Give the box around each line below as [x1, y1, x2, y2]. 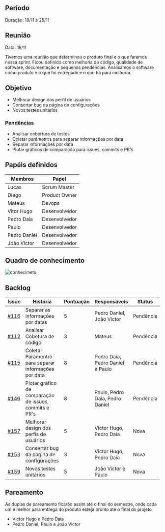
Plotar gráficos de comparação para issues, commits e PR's [12, 146, 134, 152]
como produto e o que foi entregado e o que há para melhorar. [5, 69, 132, 75]
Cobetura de [25, 333, 55, 340]
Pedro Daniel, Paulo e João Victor [12, 521, 81, 527]
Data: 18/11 [5, 44, 27, 50]
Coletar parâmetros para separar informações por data [12, 136, 124, 142]
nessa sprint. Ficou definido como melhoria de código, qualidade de [5, 59, 143, 65]
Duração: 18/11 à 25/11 [5, 17, 50, 23]
